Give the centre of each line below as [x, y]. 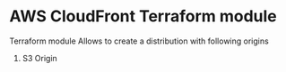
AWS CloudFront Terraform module [143, 16]
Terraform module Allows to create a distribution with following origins [139, 41]
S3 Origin [40, 58]
